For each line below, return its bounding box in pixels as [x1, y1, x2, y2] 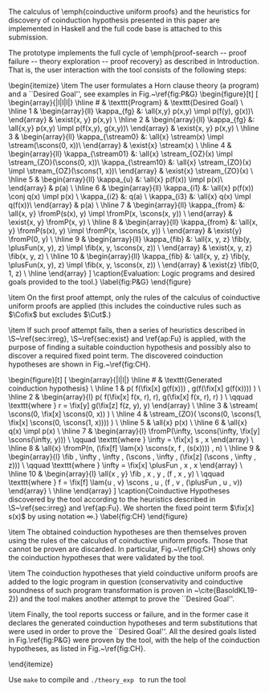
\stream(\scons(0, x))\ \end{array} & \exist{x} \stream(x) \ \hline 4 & [8, 141, 232, 149]
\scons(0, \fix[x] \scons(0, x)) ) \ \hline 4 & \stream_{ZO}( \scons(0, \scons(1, [8, 409, 262, 419]
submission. [8, 32, 48, 42]
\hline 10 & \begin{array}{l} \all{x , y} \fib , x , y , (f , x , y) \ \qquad [8, 469, 225, 478]
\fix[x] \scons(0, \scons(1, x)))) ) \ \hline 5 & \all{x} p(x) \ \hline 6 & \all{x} [8, 418, 247, 427]
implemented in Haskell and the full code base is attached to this [8, 24, 222, 33]
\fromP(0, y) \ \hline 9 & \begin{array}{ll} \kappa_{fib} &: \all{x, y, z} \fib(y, [8, 235, 251, 244]
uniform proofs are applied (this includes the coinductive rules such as [8, 301, 243, 310]
